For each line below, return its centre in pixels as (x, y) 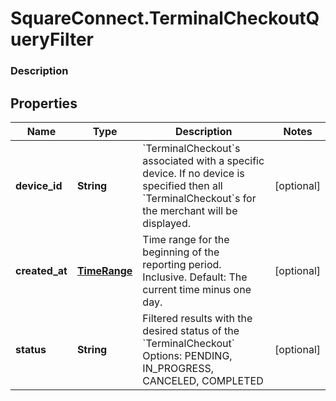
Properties (44, 103)
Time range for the (186, 239)
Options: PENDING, (187, 355)
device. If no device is (193, 173)
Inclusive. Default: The (195, 277)
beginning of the (181, 252)
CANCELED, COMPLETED (203, 380)
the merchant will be (190, 210)
